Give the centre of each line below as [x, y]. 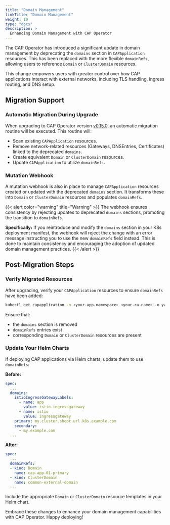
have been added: [24, 296]
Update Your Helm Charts [37, 348]
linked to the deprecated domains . [47, 152]
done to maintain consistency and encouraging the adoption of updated [80, 244]
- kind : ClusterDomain [34, 478]
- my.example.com [37, 431]
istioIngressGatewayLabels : [44, 398]
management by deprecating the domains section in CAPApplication [75, 53]
